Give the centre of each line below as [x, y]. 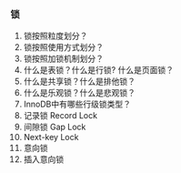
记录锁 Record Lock [60, 116]
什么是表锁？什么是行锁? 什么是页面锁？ [98, 70]
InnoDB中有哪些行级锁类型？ [77, 104]
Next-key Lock [51, 137]
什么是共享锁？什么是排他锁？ [79, 81]
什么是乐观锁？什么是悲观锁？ [79, 93]
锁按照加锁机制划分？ [63, 59]
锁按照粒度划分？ [55, 36]
